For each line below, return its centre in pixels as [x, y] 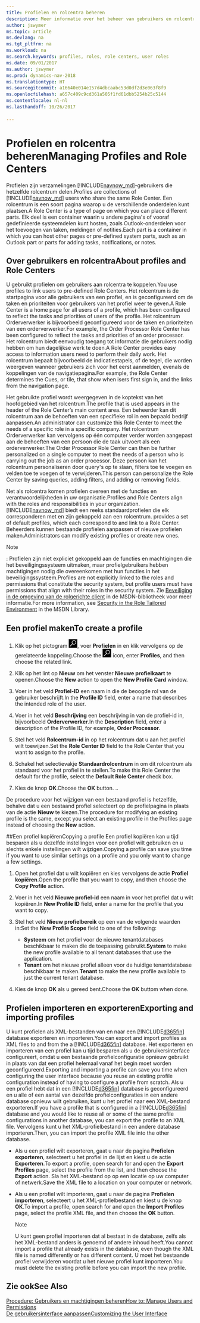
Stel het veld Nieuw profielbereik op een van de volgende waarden [97, 922]
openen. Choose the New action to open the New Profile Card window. [101, 680]
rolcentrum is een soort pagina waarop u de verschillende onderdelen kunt [98, 204]
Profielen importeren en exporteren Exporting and [100, 1008]
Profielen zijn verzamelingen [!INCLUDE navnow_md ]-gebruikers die [89, 185]
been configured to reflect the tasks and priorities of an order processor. [95, 335]
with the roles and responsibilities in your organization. [73, 504]
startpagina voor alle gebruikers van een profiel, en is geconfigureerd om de [100, 297]
